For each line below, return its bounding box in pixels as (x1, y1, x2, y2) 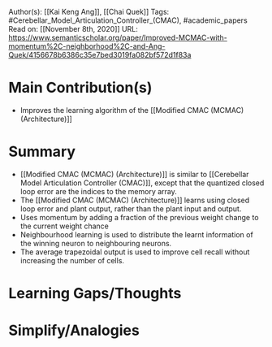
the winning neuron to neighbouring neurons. (19, 238, 172, 248)
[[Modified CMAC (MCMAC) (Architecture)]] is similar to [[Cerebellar (19, 169, 249, 179)
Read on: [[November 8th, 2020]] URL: (8, 24, 138, 33)
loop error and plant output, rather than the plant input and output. (19, 203, 242, 214)
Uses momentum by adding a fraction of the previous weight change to (19, 212, 259, 222)
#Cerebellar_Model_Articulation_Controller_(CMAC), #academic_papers (8, 15, 248, 25)
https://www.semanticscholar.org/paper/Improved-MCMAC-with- (8, 33, 227, 42)
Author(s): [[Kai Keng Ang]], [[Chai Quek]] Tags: (8, 7, 170, 16)
